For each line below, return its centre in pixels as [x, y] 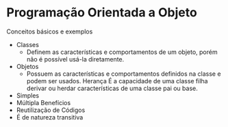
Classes [27, 44]
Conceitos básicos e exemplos [50, 31]
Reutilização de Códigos [51, 110]
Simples [27, 95]
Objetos [27, 66]
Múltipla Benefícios [43, 102]
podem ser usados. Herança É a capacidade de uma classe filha [117, 81]
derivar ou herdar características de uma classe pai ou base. [112, 88]
